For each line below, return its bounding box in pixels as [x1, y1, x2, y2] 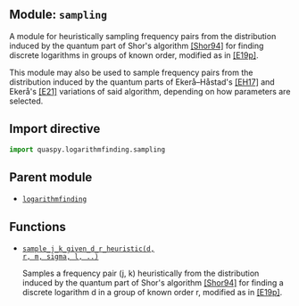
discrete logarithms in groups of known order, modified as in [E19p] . [9, 49, 259, 61]
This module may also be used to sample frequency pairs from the [9, 67, 253, 78]
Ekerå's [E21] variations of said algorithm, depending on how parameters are [9, 86, 291, 96]
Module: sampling [9, 7, 107, 22]
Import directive [9, 121, 101, 136]
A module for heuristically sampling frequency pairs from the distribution [9, 30, 277, 41]
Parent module [9, 170, 93, 185]
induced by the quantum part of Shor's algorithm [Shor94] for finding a [21, 277, 284, 288]
